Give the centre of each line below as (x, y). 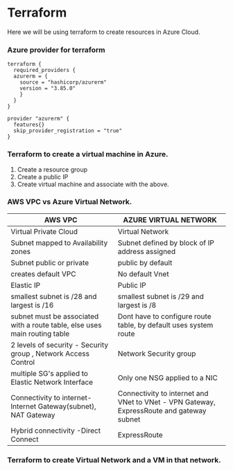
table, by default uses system (165, 325)
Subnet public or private (50, 262)
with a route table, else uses (56, 325)
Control (23, 362)
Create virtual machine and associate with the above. (93, 184)
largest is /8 (137, 305)
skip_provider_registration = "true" (68, 131)
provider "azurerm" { (38, 119)
